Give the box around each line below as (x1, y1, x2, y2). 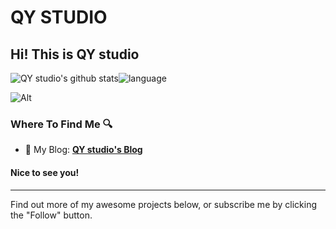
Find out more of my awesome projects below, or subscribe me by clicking (10, 198, 318, 210)
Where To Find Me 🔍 (10, 117, 113, 131)
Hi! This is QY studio (10, 46, 140, 63)
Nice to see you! (10, 166, 80, 178)
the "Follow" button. (10, 209, 93, 221)
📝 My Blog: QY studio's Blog (24, 144, 143, 156)
